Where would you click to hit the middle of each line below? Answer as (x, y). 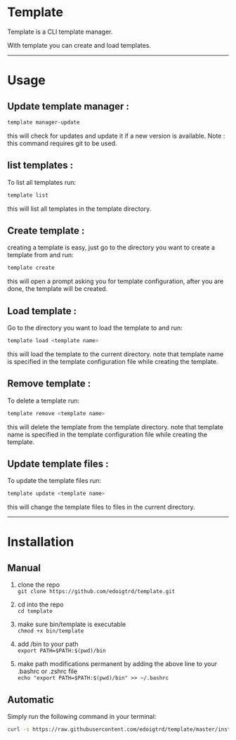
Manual (24, 567)
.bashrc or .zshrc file (47, 671)
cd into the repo (40, 604)
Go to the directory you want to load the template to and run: (95, 328)
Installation (41, 542)
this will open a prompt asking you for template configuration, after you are (116, 281)
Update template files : (58, 463)
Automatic (31, 700)
